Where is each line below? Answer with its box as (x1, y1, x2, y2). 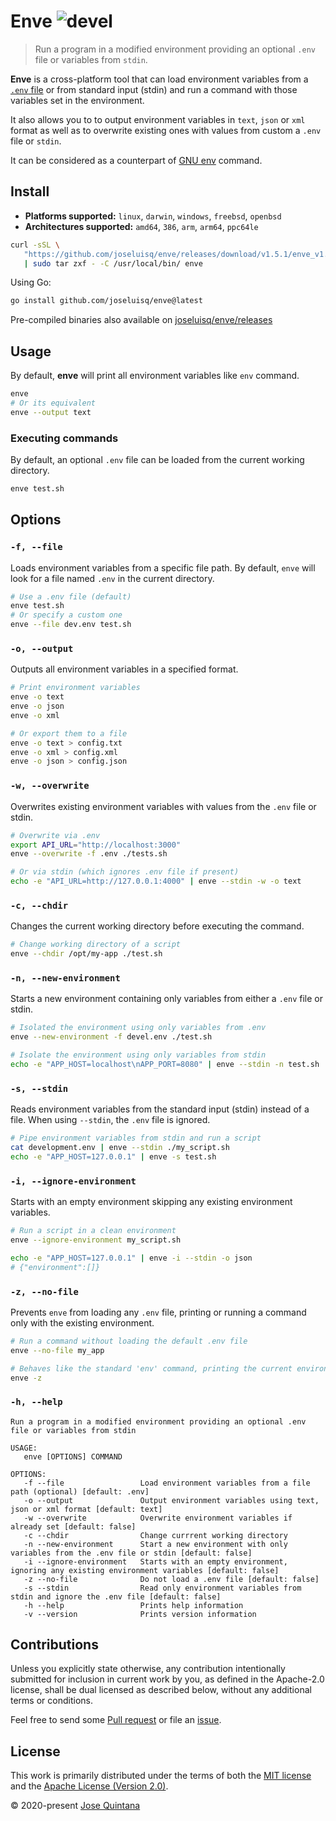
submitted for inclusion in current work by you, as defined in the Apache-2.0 (10, 1673, 325, 1685)
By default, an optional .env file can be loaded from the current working (10, 453, 305, 465)
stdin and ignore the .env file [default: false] (10, 1591, 222, 1602)
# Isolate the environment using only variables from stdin (10, 1050, 267, 1060)
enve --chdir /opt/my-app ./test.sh (10, 949, 163, 959)
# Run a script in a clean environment (10, 1226, 177, 1236)
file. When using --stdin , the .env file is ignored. (10, 1114, 211, 1126)
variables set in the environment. (10, 94, 145, 106)
